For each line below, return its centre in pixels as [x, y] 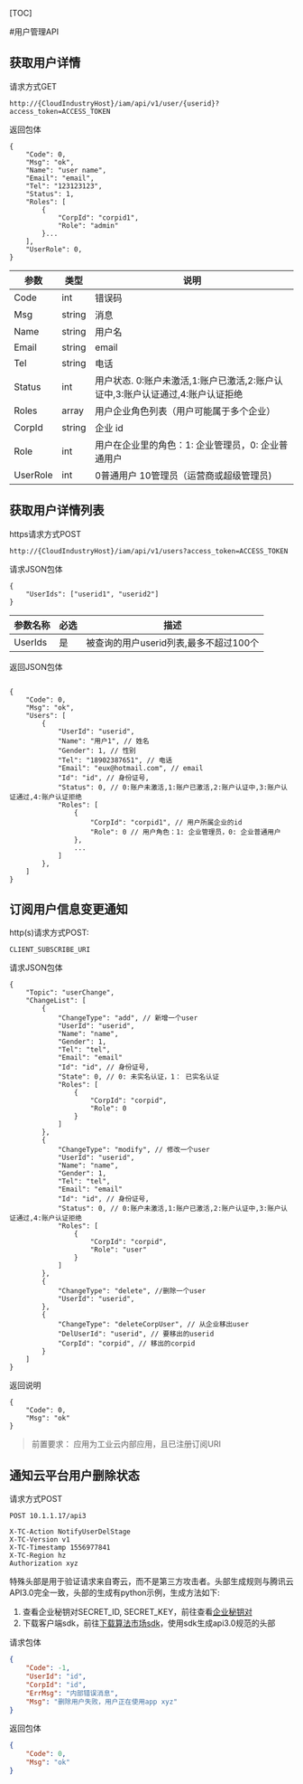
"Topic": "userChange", [70, 993]
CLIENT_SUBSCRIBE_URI [50, 950]
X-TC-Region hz [38, 1556]
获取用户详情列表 [57, 510]
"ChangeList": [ [56, 1001]
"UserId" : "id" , [56, 1676]
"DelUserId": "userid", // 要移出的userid [136, 1334]
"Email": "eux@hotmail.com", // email [130, 768]
